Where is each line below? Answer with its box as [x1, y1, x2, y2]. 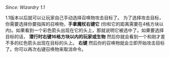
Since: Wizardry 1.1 [5, 5, 45, 10]
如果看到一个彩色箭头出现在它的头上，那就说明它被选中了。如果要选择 [16, 27, 164, 33]
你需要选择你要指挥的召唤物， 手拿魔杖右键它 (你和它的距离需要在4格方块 [5, 21, 160, 27]
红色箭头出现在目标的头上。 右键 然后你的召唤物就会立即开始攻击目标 [18, 40, 165, 46]
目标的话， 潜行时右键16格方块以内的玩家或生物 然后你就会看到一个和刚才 [5, 34, 161, 39]
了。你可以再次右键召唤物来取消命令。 [5, 46, 86, 52]
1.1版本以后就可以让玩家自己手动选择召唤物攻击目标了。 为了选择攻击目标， [5, 15, 164, 21]
